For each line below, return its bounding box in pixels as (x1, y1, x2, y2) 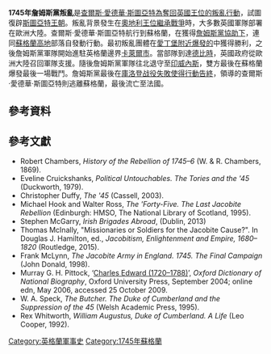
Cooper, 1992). (19, 319, 70, 330)
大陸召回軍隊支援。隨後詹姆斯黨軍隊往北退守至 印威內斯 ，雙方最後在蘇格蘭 (15, 58, 263, 68)
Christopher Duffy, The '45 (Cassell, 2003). (19, 191, 164, 200)
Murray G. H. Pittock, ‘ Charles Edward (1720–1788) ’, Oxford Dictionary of (19, 268, 262, 278)
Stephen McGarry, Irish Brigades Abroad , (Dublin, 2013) (19, 217, 206, 226)
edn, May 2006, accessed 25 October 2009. (19, 285, 168, 295)
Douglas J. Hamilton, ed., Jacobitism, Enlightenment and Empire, (19, 234, 236, 243)
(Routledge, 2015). (38, 242, 99, 252)
